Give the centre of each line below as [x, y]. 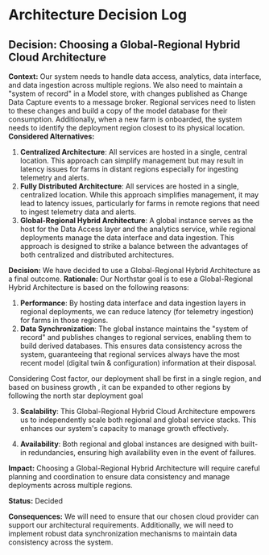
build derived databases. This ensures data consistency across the [131, 346]
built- [249, 444]
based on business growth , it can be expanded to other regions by [120, 387]
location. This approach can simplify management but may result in [132, 160]
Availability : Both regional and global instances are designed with [129, 444]
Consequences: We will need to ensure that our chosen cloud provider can [134, 516]
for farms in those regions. [64, 320]
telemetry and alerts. [54, 178]
